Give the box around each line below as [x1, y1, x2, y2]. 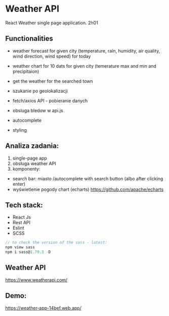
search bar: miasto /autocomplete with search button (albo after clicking [12, 175, 163, 182]
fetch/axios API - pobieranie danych [12, 97, 88, 103]
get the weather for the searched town [12, 78, 93, 84]
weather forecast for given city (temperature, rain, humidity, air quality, [12, 47, 160, 54]
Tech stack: [5, 200, 43, 209]
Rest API [12, 220, 31, 226]
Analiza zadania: [5, 142, 59, 150]
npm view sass [5, 245, 35, 250]
